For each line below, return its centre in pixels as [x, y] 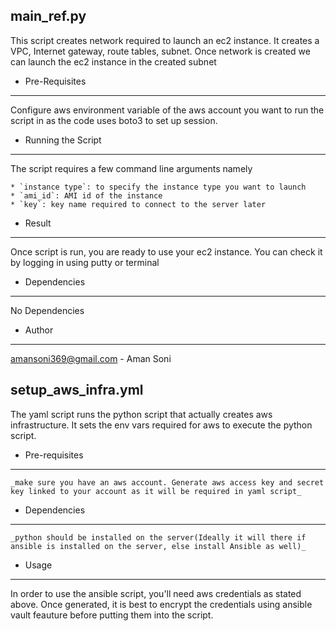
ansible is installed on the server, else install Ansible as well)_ [158, 546]
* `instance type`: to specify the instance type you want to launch [158, 187]
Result [38, 223]
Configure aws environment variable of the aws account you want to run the [167, 110]
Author [39, 330]
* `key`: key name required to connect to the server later [138, 204]
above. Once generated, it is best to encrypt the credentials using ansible [161, 604]
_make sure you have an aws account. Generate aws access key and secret [167, 482]
